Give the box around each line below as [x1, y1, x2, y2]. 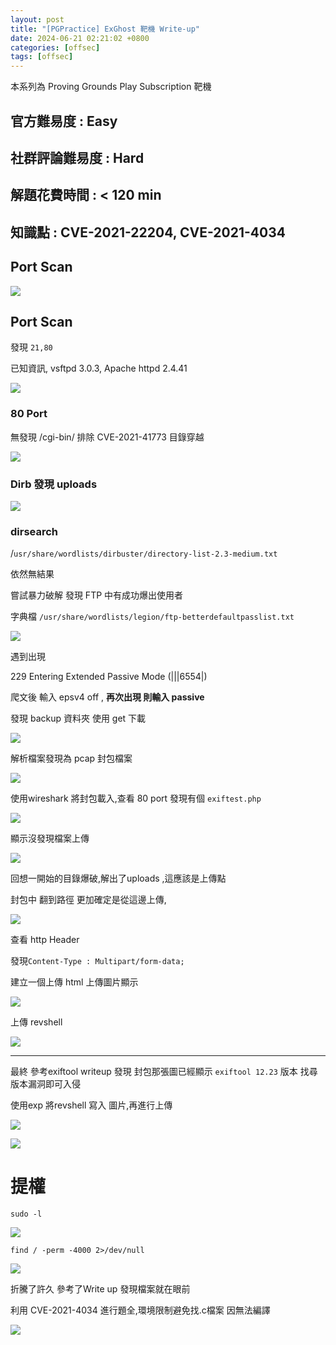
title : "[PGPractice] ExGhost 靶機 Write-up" [10, 24, 201, 34]
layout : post [10, 14, 65, 25]
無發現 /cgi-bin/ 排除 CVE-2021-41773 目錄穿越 [10, 431, 205, 443]
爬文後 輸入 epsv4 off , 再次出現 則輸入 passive [10, 691, 205, 703]
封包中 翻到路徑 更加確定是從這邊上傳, [10, 894, 167, 906]
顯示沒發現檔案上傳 [10, 832, 90, 845]
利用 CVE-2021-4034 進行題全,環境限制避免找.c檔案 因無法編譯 [10, 1304, 271, 1316]
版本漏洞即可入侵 [10, 1078, 81, 1090]
